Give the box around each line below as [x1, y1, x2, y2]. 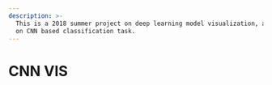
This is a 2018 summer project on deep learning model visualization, [15, 19, 259, 28]
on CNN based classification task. [15, 27, 136, 35]
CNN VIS [8, 62, 69, 80]
